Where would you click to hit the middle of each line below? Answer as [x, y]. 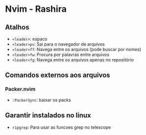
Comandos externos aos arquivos [58, 75]
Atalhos [17, 27]
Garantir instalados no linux [48, 116]
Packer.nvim [20, 89]
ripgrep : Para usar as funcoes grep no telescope [61, 127]
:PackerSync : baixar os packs [41, 100]
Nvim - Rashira [36, 9]
